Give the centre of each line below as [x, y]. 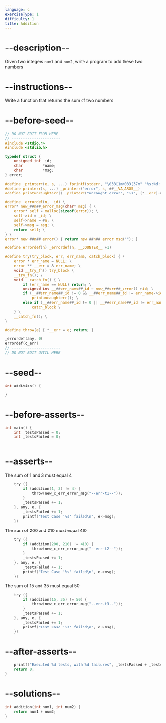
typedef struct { [23, 156]
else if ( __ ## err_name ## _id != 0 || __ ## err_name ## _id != [84, 303]
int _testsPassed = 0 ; [37, 433]
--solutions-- [33, 694]
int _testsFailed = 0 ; [37, 437]
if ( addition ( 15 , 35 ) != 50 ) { [55, 599]
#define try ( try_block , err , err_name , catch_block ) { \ [65, 257]
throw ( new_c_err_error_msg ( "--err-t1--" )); [77, 493]
